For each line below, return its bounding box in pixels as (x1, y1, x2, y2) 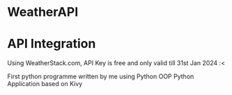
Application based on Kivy (7, 80, 83, 88)
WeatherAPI (7, 4, 79, 20)
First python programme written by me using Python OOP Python (7, 72, 194, 80)
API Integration (7, 36, 96, 52)
